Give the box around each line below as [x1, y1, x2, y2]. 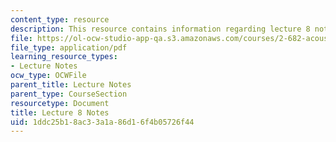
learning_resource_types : [10, 52, 118, 62]
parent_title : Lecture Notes [10, 80, 132, 90]
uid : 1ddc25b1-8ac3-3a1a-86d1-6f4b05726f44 [10, 117, 195, 127]
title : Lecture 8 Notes [10, 107, 110, 118]
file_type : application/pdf [10, 42, 128, 53]
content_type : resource [10, 14, 110, 25]
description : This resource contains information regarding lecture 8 [10, 24, 311, 34]
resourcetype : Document [10, 98, 110, 108]
